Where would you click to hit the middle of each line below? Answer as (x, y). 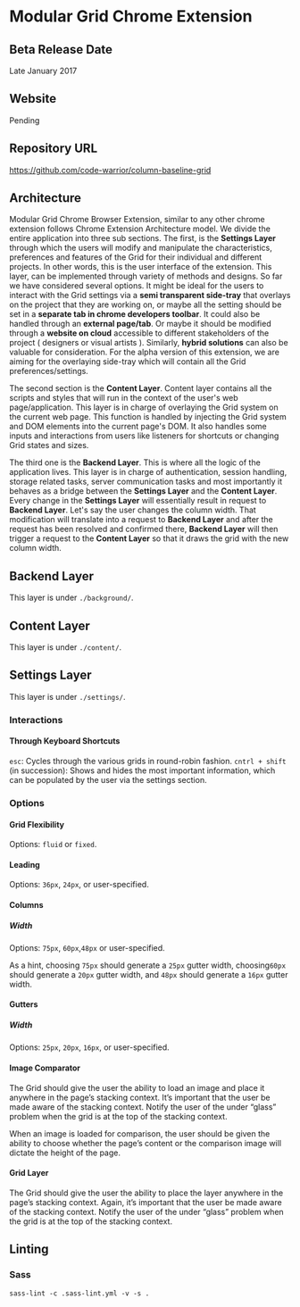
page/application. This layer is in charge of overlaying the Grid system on (144, 407)
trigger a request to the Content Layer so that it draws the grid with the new (149, 538)
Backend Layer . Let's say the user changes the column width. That (133, 510)
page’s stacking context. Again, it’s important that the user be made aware (146, 1202)
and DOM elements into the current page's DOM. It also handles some (138, 427)
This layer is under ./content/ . (66, 647)
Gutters (24, 1004)
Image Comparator (45, 1068)
